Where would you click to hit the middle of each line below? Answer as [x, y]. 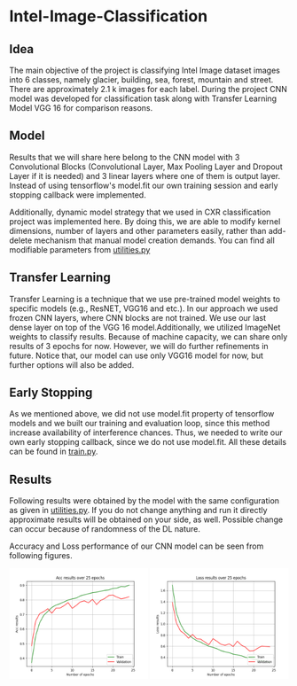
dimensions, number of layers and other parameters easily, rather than [138, 230]
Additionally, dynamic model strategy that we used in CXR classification [140, 212]
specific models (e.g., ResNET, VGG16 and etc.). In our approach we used [144, 308]
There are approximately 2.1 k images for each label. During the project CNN [148, 89]
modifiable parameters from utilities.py [80, 249]
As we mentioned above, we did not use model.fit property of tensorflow [142, 414]
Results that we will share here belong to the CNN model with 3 [125, 157]
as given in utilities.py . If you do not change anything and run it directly [138, 511]
